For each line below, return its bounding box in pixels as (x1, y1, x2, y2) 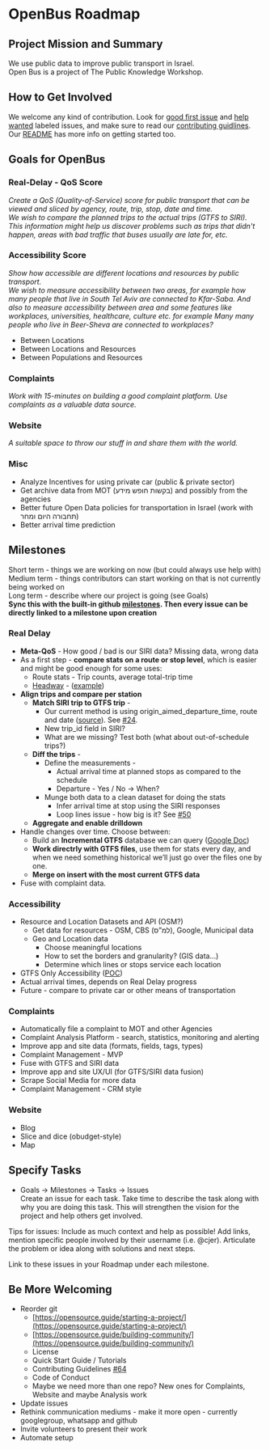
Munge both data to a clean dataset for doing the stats (44, 792, 226, 801)
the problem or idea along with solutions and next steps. (8, 1243, 196, 1253)
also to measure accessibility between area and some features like (8, 302, 233, 312)
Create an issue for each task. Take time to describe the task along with (19, 1194, 259, 1203)
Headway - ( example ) (32, 680, 105, 690)
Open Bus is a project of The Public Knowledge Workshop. (8, 67, 204, 77)
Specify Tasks (8, 1164, 82, 1177)
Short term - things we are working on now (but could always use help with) (8, 564, 261, 574)
